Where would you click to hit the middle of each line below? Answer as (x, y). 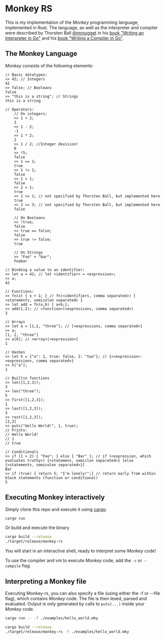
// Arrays (15, 322)
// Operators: (20, 109)
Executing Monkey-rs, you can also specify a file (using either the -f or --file (83, 593)
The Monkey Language (41, 54)
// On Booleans (30, 218)
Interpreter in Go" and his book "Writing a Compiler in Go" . (64, 38)
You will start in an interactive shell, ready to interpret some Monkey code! (81, 551)
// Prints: (16, 430)
